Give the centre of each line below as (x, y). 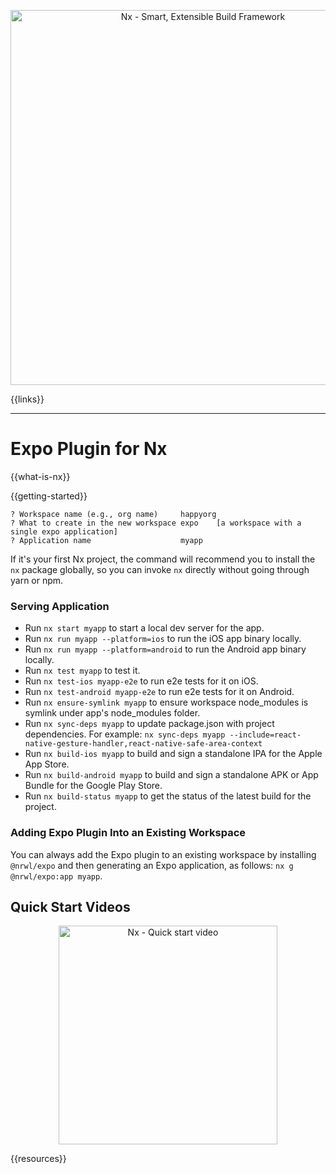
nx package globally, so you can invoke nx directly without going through (160, 569)
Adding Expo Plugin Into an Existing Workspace (128, 833)
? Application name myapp (106, 540)
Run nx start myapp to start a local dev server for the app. (144, 628)
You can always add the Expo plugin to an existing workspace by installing (163, 854)
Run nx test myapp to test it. (82, 671)
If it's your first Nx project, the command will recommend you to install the (163, 559)
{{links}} (27, 399)
